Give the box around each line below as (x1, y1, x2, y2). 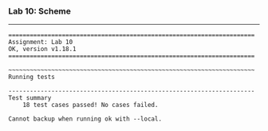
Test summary (8, 94, 52, 102)
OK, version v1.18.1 (8, 46, 77, 54)
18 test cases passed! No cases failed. (22, 101, 159, 109)
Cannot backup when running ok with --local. (8, 115, 162, 123)
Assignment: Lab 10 (8, 38, 73, 46)
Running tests (8, 73, 56, 81)
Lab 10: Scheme (8, 6, 72, 17)
